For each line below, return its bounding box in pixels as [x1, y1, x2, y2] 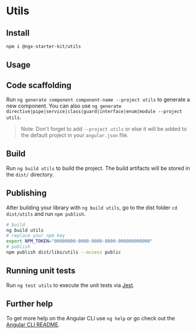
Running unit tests [6, 266, 76, 276]
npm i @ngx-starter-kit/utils [6, 43, 82, 49]
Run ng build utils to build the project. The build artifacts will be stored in [6, 165, 190, 172]
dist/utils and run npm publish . [6, 210, 86, 218]
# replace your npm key [6, 233, 66, 239]
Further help [6, 299, 54, 309]
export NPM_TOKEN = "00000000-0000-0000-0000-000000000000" [6, 238, 153, 244]
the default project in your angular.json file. [20, 132, 129, 139]
